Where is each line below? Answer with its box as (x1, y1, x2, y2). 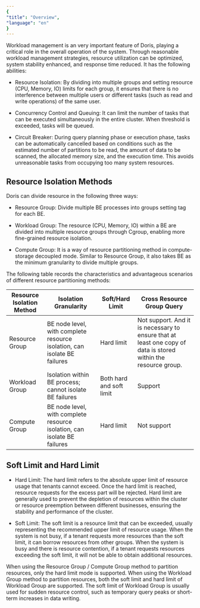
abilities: (6, 67, 27, 75)
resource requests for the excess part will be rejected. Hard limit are (14, 488, 182, 496)
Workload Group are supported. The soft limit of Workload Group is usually (6, 582, 190, 589)
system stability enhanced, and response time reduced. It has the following (6, 61, 190, 68)
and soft (100, 382, 123, 390)
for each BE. (14, 210, 46, 218)
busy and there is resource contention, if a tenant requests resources (14, 545, 185, 552)
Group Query (145, 303, 183, 311)
